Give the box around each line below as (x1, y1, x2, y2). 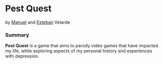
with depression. (5, 53, 40, 59)
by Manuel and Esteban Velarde (5, 19, 71, 25)
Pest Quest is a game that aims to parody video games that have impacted (5, 43, 158, 49)
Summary (5, 32, 30, 38)
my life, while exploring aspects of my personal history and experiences (5, 48, 153, 54)
